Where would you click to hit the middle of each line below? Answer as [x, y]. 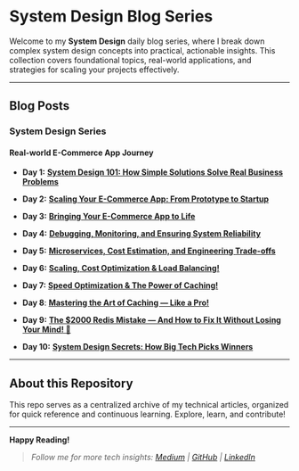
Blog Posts [40, 106]
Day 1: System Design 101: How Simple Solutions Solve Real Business [152, 172]
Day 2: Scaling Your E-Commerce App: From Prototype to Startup [145, 199]
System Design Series [58, 131]
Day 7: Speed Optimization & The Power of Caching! [120, 285]
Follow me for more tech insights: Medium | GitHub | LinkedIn [143, 458]
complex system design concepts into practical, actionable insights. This [142, 50]
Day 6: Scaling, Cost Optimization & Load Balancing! [121, 269]
